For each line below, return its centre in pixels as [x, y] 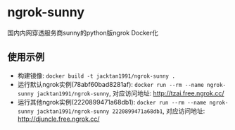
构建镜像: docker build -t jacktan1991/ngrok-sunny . [96, 76]
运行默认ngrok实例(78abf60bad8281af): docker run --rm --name [110, 84]
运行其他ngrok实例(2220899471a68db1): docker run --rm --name [112, 102]
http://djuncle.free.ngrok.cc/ [58, 119]
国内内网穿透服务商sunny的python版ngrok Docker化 [83, 32]
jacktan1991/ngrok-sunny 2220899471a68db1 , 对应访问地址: [121, 111]
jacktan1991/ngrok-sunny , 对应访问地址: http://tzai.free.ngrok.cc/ [130, 93]
